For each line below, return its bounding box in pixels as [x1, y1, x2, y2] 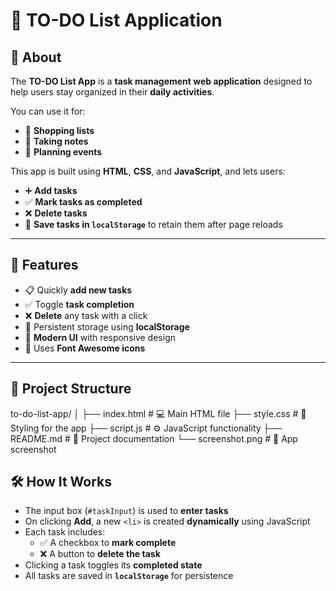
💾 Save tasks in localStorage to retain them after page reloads [24, 219, 283, 230]
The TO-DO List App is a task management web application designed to [10, 75, 313, 87]
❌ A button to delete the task [39, 548, 161, 560]
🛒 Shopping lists [24, 125, 95, 136]
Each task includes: [24, 526, 106, 538]
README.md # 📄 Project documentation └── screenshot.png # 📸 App [10, 432, 298, 444]
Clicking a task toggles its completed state [24, 559, 203, 571]
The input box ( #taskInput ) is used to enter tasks [24, 505, 229, 517]
